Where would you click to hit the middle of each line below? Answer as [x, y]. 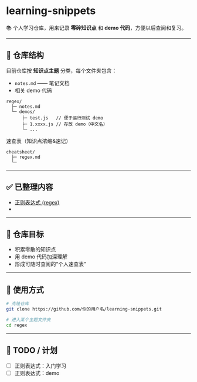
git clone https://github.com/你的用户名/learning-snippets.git [84, 309]
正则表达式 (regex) [37, 202]
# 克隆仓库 [18, 304]
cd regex [17, 325]
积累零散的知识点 [35, 250]
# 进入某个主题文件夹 [28, 320]
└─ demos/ [23, 112]
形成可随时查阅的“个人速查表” [50, 264]
